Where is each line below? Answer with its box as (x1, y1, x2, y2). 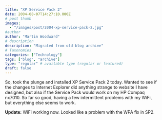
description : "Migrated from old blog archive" (5, 43, 104, 48)
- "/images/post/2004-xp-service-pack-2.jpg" (9, 25, 104, 30)
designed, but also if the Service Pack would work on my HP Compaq (5, 89, 145, 95)
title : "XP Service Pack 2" (5, 7, 62, 12)
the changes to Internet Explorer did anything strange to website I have (5, 85, 148, 90)
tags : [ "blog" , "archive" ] (5, 57, 60, 62)
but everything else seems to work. (5, 100, 76, 105)
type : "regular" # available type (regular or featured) (5, 61, 123, 66)
